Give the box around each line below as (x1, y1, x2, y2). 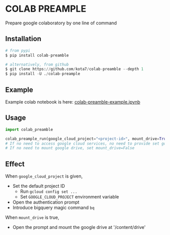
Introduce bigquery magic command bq (12, 205, 95, 211)
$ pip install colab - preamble (5, 53, 69, 58)
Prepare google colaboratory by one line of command (5, 20, 117, 26)
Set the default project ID (12, 183, 65, 189)
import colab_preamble (5, 127, 53, 132)
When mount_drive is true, (5, 214, 60, 221)
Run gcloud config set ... (20, 188, 77, 194)
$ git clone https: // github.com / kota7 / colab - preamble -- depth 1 (5, 66, 144, 72)
